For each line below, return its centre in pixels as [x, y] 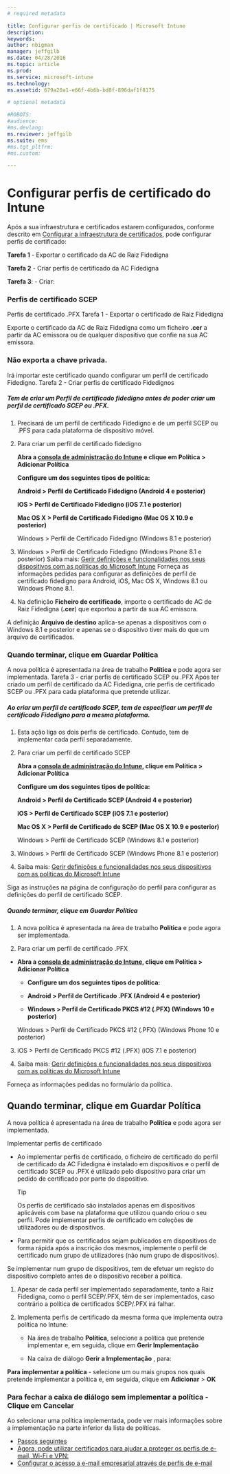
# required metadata [37, 13]
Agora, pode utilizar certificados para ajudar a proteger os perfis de [113, 1449]
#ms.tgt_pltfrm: [30, 147]
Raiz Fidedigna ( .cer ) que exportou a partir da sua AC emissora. [107, 609]
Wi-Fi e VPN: [50, 1456]
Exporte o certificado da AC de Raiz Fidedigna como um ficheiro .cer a [107, 328]
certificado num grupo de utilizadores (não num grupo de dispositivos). [118, 1255]
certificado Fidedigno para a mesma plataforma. [79, 715]
